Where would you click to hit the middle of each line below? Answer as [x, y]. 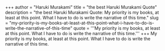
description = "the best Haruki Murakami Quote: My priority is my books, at [82, 12]
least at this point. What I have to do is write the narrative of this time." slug [82, 18]
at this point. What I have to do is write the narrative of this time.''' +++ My [81, 33]
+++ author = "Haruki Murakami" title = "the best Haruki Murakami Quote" [81, 7]
